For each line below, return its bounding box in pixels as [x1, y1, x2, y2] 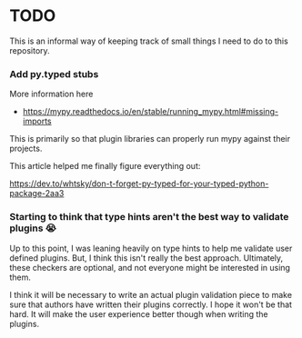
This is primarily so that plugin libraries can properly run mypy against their [9, 134, 291, 144]
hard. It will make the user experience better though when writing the [9, 308, 268, 319]
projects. [9, 143, 43, 154]
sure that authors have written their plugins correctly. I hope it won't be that [9, 299, 293, 310]
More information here [9, 88, 94, 100]
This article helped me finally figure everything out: [9, 161, 201, 172]
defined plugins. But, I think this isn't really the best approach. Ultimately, [9, 252, 284, 263]
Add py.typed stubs [9, 67, 99, 80]
